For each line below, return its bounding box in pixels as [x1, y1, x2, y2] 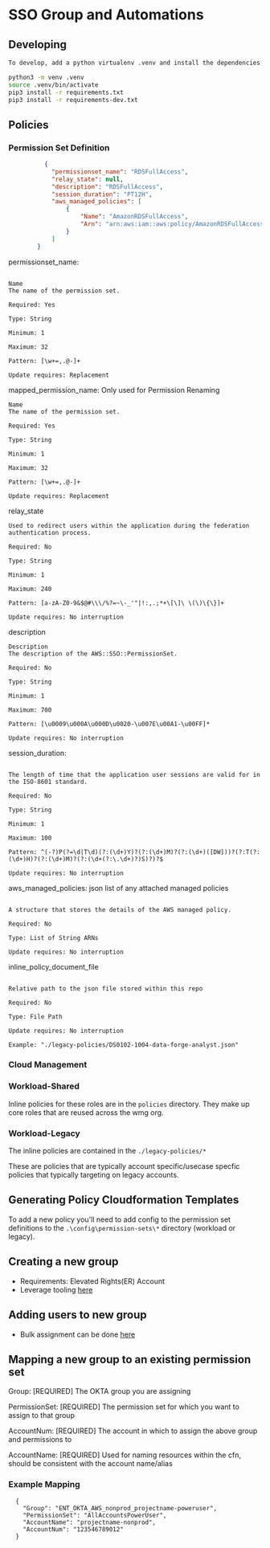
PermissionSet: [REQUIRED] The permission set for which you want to [8, 1402, 239, 1411]
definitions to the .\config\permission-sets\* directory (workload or [8, 1223, 235, 1232]
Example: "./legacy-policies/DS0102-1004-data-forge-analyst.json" [8, 1040, 239, 1049]
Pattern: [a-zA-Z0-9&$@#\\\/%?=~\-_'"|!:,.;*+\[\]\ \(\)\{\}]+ [8, 598, 225, 607]
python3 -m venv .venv [8, 73, 84, 81]
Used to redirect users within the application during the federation [8, 521, 250, 529]
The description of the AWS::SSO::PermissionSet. [8, 649, 178, 658]
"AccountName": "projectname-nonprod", [22, 1518, 157, 1526]
